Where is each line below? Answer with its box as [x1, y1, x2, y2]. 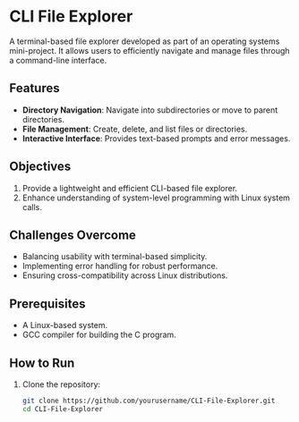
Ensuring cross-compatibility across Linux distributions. [21, 270, 228, 281]
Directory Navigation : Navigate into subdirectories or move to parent [21, 105, 278, 115]
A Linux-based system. [21, 320, 108, 331]
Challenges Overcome [9, 227, 137, 242]
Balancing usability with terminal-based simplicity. [21, 251, 208, 262]
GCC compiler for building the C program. [21, 329, 176, 341]
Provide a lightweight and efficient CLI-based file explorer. [21, 182, 238, 193]
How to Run [9, 355, 75, 370]
